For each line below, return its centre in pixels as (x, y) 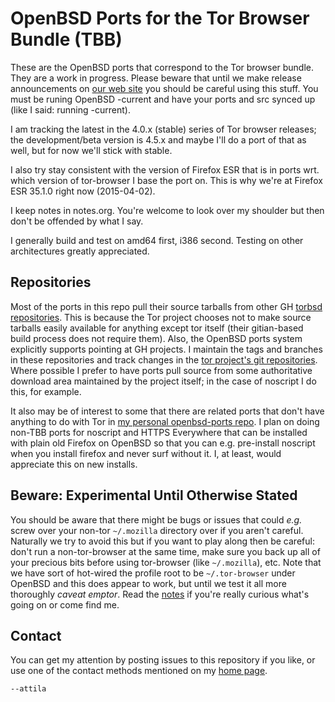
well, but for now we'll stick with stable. (91, 150)
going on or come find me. (65, 604)
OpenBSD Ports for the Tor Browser (160, 18)
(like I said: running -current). (70, 109)
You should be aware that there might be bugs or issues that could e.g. (156, 519)
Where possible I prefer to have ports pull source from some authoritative (161, 370)
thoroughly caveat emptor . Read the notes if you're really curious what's (160, 594)
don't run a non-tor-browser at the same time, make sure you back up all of (165, 551)
